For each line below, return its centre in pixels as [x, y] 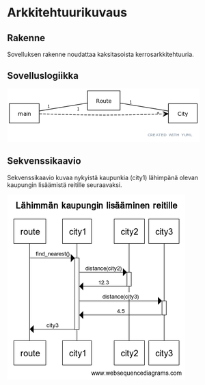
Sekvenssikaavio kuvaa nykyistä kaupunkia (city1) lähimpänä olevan [103, 177]
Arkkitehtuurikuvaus [67, 13]
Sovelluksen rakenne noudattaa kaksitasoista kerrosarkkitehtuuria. [101, 54]
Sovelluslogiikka [43, 76]
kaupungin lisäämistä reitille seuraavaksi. [65, 185]
